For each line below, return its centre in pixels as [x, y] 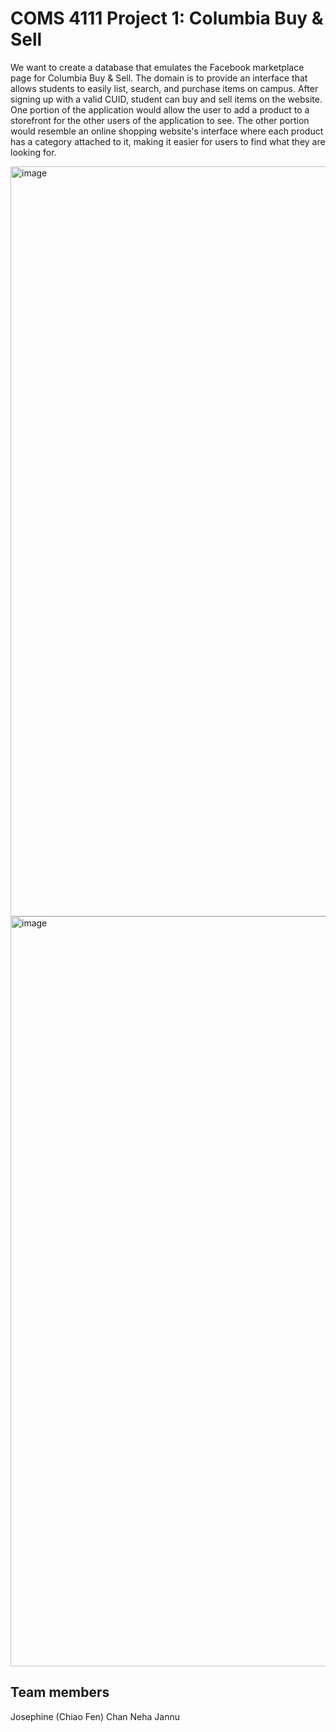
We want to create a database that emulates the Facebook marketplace [157, 67]
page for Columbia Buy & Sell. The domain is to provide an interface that [159, 78]
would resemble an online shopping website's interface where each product [167, 131]
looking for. [33, 152]
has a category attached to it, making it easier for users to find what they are [168, 141]
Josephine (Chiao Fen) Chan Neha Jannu [95, 1716]
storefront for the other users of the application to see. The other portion [160, 120]
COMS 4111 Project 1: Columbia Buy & [167, 18]
